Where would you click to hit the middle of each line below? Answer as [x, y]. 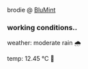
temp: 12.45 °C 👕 [31, 59]
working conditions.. [42, 27]
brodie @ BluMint [31, 10]
